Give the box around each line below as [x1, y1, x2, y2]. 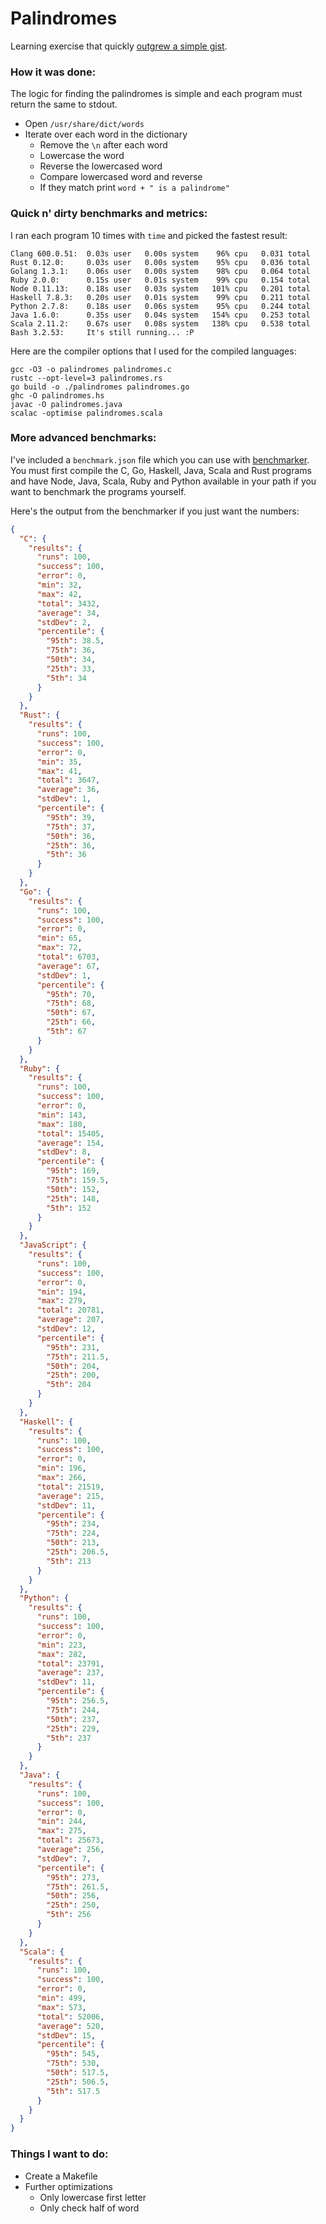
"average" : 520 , [36, 2021, 105, 2031]
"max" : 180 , [36, 1119, 87, 1129]
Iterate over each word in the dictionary [24, 128, 188, 141]
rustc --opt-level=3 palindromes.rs [10, 373, 163, 383]
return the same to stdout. [10, 98, 118, 111]
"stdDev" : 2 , [36, 617, 92, 627]
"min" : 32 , [36, 580, 83, 591]
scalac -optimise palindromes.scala [10, 408, 163, 418]
